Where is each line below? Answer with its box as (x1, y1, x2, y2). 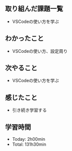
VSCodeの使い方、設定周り (12, 48, 68, 54)
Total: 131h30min (12, 141, 47, 148)
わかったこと (5, 34, 44, 43)
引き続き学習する (12, 107, 47, 113)
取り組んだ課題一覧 (5, 4, 63, 13)
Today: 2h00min (12, 136, 46, 142)
